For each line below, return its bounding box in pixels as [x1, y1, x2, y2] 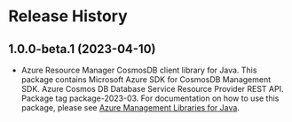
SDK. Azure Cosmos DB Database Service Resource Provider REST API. [20, 84, 284, 94]
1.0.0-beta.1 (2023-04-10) [8, 42, 156, 57]
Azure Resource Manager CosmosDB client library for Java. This [20, 65, 257, 75]
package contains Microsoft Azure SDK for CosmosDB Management [20, 74, 272, 85]
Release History [8, 6, 128, 27]
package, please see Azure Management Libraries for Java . [20, 103, 241, 112]
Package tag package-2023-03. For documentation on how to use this [20, 93, 280, 103]
